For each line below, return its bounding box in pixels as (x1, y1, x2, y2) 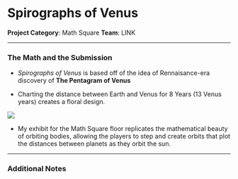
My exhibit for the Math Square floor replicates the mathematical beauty (17, 125, 228, 133)
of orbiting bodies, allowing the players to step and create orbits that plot (17, 132, 231, 141)
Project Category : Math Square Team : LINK (7, 28, 136, 37)
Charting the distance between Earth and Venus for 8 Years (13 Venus (17, 90, 222, 98)
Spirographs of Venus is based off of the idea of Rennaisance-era (17, 69, 210, 77)
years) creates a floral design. (17, 98, 106, 106)
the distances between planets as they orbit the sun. (17, 139, 171, 148)
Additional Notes (7, 164, 67, 174)
